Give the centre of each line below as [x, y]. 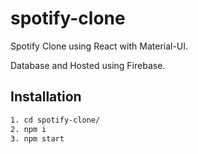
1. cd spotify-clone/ [55, 120]
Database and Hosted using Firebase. [88, 65]
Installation [46, 97]
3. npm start [37, 138]
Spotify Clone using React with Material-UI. [99, 46]
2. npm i [28, 129]
